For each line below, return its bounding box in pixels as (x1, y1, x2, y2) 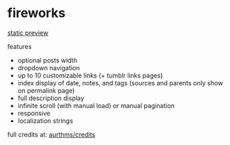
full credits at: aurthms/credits (7, 130, 96, 139)
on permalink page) (17, 86, 75, 95)
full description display (17, 94, 84, 102)
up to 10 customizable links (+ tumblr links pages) (17, 71, 163, 80)
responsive (17, 109, 51, 117)
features (7, 42, 32, 50)
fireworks (7, 5, 66, 21)
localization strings (17, 116, 73, 125)
